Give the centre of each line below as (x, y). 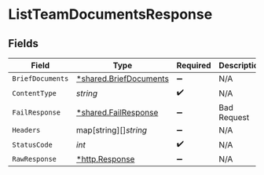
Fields (24, 44)
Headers (26, 130)
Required (194, 66)
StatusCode (32, 144)
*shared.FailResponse (117, 113)
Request (234, 117)
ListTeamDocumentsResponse (110, 15)
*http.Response (105, 159)
